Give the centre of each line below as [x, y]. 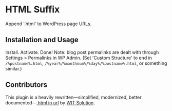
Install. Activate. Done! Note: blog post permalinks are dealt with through [82, 52]
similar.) [14, 68]
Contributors [26, 85]
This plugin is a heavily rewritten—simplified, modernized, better [74, 97]
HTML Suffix [33, 10]
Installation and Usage [42, 40]
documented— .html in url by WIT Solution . [50, 103]
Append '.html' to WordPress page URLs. [49, 24]
